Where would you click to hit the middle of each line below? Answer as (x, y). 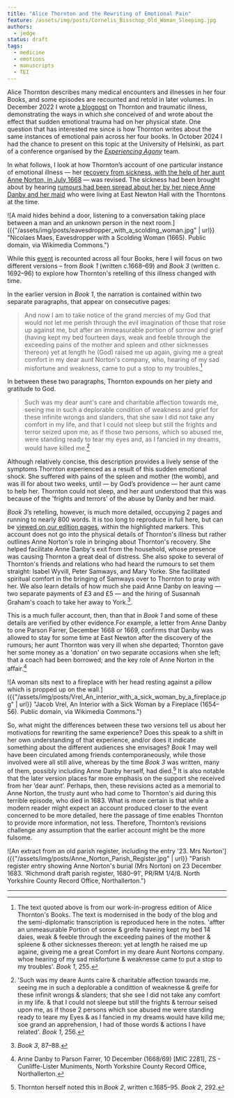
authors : (20, 26)
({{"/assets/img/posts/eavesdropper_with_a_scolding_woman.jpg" (102, 230)
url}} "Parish (193, 858)
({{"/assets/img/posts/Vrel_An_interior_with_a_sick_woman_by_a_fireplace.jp (117, 697)
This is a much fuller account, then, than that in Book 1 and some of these (112, 616)
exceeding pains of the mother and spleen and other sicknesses (116, 344)
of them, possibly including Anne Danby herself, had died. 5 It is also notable (116, 770)
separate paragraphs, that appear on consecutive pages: (89, 301)
